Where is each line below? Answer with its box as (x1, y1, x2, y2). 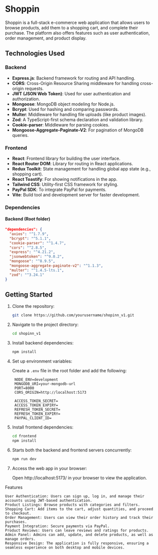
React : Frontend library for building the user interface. (12, 155, 121, 161)
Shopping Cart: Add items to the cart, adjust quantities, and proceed (5, 507, 153, 512)
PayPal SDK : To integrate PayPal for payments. (12, 187, 107, 192)
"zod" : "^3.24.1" (9, 272, 45, 277)
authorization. (12, 96, 40, 102)
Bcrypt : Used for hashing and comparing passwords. (12, 106, 119, 112)
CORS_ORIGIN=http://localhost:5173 (14, 390, 87, 395)
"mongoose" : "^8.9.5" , (9, 259, 55, 264)
